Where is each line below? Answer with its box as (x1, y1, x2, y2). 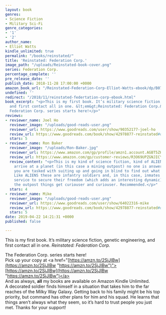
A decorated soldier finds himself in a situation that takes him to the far (5, 283, 149, 289)
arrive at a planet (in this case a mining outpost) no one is (14, 164, 147, 169)
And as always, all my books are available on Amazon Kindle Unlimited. (5, 278, 150, 284)
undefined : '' (5, 90, 35, 95)
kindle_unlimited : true (5, 49, 54, 53)
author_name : (5, 40, 32, 45)
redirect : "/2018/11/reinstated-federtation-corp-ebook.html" (5, 95, 136, 100)
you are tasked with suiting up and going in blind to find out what (14, 168, 161, 173)
